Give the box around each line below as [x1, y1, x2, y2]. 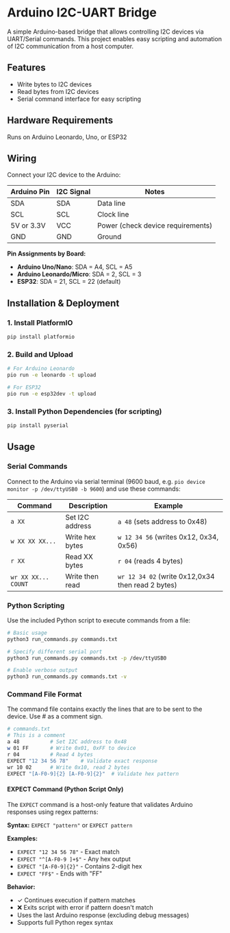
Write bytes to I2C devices [16, 80, 92, 88]
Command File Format [7, 690, 82, 699]
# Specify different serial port [7, 648, 103, 655]
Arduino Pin [10, 187, 50, 197]
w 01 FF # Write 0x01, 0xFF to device [7, 745, 136, 752]
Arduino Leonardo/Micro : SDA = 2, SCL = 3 [16, 270, 142, 278]
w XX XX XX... [10, 537, 57, 545]
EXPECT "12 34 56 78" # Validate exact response [7, 758, 157, 764]
